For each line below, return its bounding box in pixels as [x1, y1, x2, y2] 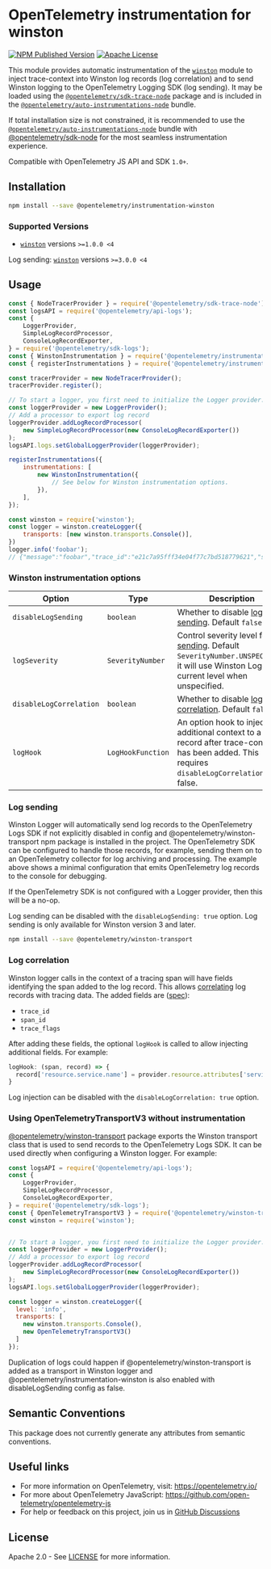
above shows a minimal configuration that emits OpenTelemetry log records [8, 863, 260, 873]
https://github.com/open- [165, 1490, 250, 1500]
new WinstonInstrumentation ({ [37, 471, 139, 479]
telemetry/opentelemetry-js [19, 1499, 111, 1508]
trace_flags [19, 1024, 60, 1033]
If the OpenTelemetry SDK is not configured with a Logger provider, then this [8, 887, 263, 897]
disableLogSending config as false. [8, 1383, 126, 1393]
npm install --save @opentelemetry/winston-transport [8, 936, 194, 944]
